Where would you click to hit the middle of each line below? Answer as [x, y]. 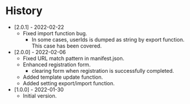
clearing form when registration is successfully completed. [103, 71]
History [24, 11]
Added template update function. [63, 77]
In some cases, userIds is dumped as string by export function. [108, 39]
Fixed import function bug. [55, 33]
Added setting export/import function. [69, 83]
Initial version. [40, 96]
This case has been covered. [67, 46]
